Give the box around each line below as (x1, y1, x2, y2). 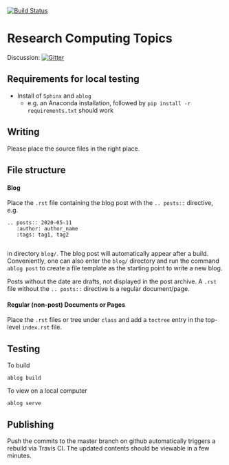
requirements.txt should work (27, 106, 114, 114)
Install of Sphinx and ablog (17, 91, 91, 100)
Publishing (7, 418, 54, 430)
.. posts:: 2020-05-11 (7, 219, 72, 226)
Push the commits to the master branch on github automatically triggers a (7, 437, 216, 445)
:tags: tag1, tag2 (16, 231, 69, 239)
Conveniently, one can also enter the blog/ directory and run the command (7, 257, 219, 265)
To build (7, 361, 30, 369)
